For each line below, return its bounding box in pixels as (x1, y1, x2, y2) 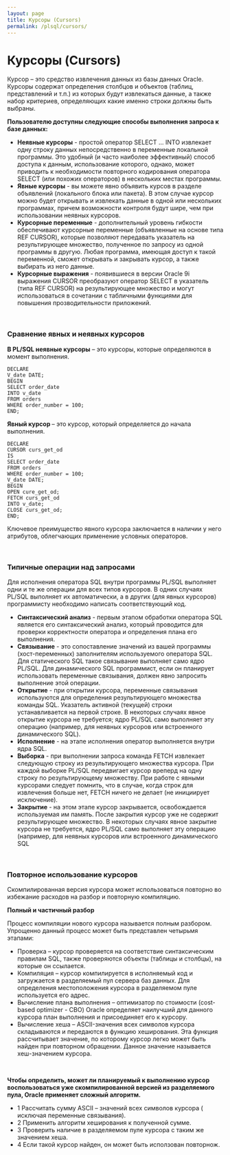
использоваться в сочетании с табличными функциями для (16, 291, 192, 300)
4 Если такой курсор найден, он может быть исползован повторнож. (16, 1141, 220, 1149)
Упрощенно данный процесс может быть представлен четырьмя (7, 927, 198, 935)
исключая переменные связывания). (16, 1111, 126, 1120)
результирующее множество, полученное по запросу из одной (16, 240, 204, 249)
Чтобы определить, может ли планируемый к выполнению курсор (7, 1076, 210, 1084)
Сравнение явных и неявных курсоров (7, 329, 145, 339)
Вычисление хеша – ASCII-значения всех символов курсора (16, 1020, 195, 1029)
